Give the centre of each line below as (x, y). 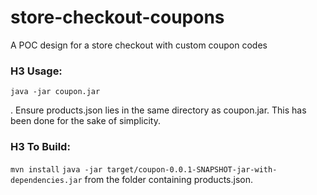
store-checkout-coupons (117, 17)
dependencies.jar (46, 180)
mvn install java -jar (56, 169)
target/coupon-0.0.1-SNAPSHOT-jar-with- (192, 169)
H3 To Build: (40, 147)
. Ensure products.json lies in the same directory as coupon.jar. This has (158, 110)
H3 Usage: (36, 71)
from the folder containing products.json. (168, 179)
